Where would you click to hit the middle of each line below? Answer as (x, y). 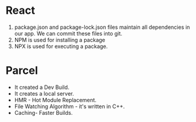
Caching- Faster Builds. (43, 112)
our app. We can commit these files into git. (68, 33)
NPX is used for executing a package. (61, 46)
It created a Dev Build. (42, 87)
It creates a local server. (44, 93)
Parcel (22, 71)
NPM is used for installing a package (60, 40)
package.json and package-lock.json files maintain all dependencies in (102, 27)
